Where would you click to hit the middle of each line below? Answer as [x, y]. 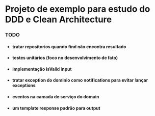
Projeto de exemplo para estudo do [78, 9]
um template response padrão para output [56, 108]
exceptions [24, 86]
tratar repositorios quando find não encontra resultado [69, 46]
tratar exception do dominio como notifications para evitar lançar [80, 80]
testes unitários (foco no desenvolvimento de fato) [65, 58]
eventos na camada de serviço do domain [56, 97]
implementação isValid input [42, 69]
